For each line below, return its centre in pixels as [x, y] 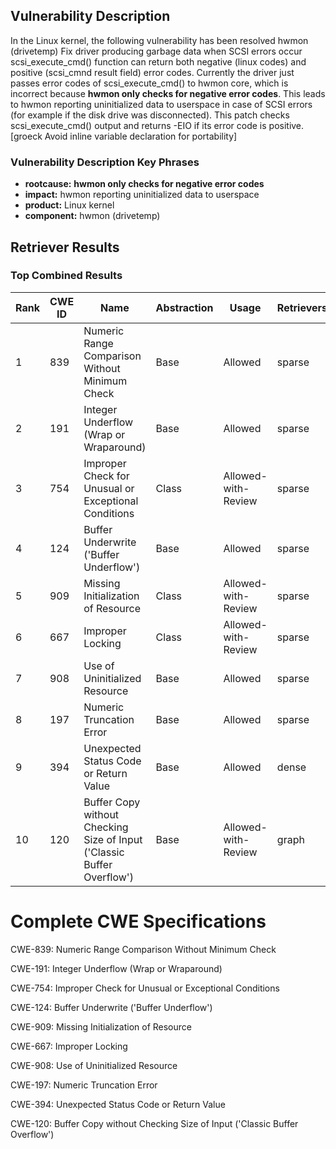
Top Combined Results [66, 276]
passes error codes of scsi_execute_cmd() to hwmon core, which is [149, 83]
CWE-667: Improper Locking [69, 1046]
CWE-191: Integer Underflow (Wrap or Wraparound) [116, 968]
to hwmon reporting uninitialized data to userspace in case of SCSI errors [161, 104]
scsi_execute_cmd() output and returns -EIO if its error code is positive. [157, 125]
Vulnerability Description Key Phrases [105, 162]
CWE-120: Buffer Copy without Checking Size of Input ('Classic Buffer [154, 1123]
